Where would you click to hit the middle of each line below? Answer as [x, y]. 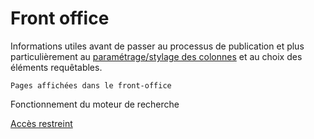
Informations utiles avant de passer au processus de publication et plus [157, 46]
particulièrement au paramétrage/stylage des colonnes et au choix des [156, 56]
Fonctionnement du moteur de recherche [95, 104]
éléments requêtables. [56, 67]
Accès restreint [41, 123]
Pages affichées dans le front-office [91, 85]
